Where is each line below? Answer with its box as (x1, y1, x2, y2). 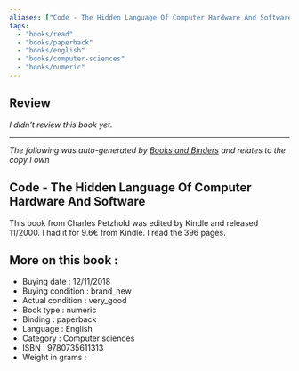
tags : (9, 21, 29, 30)
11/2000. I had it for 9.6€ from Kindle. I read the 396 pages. (9, 227, 226, 238)
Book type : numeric (21, 304, 97, 316)
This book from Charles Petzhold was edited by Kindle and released (9, 217, 259, 228)
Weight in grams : (21, 352, 87, 363)
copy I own (9, 154, 51, 165)
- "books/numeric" (17, 63, 86, 72)
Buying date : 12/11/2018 (21, 277, 111, 287)
